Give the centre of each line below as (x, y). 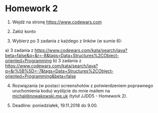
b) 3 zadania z (67, 60)
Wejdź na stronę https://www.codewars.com (57, 22)
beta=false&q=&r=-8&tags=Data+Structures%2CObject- (62, 55)
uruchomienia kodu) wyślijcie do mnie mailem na (61, 91)
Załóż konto (24, 31)
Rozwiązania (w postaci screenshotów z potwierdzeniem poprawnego (83, 85)
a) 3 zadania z (19, 50)
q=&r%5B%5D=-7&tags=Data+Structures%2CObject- (59, 71)
